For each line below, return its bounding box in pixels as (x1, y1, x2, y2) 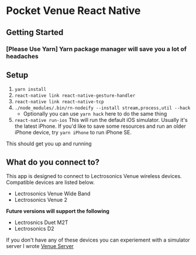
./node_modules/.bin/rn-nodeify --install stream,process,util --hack (14, 105, 191, 111)
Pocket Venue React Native (6, 4, 141, 18)
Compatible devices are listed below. (6, 179, 95, 186)
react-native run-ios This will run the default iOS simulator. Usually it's (14, 117, 188, 124)
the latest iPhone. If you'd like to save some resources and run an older (14, 123, 186, 130)
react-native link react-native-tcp (14, 99, 104, 105)
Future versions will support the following (6, 208, 110, 215)
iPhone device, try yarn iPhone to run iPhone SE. (14, 129, 132, 136)
